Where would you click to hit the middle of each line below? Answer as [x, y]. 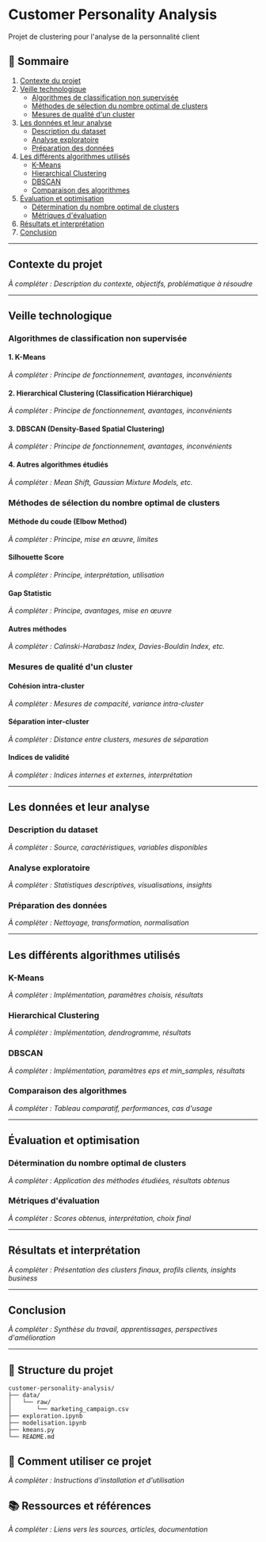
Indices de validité [39, 758]
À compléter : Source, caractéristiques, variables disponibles [108, 847]
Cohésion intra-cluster [46, 685]
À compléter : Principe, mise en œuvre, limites [83, 539]
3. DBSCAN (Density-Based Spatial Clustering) [86, 429]
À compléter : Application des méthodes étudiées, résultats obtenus [119, 1180]
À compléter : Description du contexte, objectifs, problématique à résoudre [131, 284]
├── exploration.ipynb [46, 1416]
